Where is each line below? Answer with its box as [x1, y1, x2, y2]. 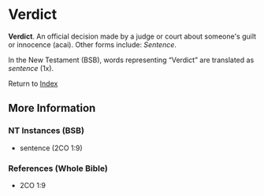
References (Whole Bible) [8, 163, 108, 174]
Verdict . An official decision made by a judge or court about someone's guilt [8, 31, 257, 41]
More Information [8, 102, 96, 115]
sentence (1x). [8, 63, 54, 72]
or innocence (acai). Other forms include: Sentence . [8, 39, 177, 49]
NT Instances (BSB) [8, 125, 85, 136]
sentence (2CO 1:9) [19, 143, 83, 153]
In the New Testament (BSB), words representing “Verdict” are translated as [8, 55, 255, 65]
